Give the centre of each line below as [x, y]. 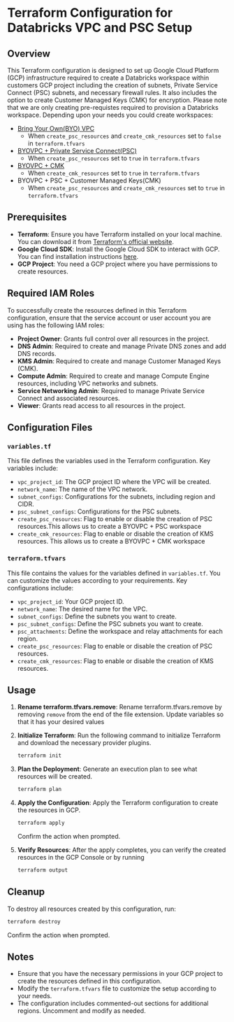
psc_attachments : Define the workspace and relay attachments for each [120, 631]
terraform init [39, 756]
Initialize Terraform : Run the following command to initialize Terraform [119, 735]
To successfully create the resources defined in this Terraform [97, 310]
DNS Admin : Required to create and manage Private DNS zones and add [122, 346]
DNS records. [37, 353]
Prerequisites [37, 217]
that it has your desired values [61, 722]
